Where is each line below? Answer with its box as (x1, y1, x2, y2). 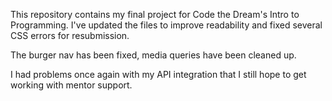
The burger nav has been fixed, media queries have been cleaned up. (10, 49, 297, 61)
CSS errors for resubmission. (10, 30, 130, 41)
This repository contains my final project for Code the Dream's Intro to (10, 9, 300, 20)
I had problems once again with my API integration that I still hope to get (10, 69, 307, 80)
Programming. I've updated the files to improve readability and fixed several (10, 19, 323, 31)
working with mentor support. (10, 79, 133, 91)
